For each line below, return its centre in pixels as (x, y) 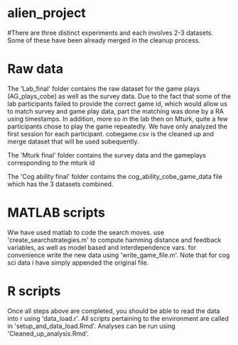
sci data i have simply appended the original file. (78, 262)
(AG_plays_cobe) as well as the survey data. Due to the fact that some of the (119, 96)
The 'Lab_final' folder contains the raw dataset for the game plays (104, 88)
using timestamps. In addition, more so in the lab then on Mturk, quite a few (118, 119)
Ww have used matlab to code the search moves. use (86, 232)
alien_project (47, 13)
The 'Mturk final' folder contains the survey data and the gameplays (107, 155)
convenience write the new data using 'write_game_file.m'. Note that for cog (119, 255)
